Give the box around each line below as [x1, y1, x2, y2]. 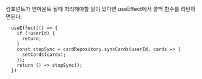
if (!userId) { [16, 30, 56, 36]
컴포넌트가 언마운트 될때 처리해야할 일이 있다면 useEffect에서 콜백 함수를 [5, 5, 179, 12]
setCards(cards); [21, 52, 67, 58]
